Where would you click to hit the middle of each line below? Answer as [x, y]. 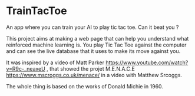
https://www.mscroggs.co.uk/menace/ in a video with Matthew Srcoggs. [94, 75]
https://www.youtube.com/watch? [147, 62]
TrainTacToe [37, 11]
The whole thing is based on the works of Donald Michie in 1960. [85, 86]
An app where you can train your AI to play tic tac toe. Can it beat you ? [92, 27]
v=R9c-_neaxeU [26, 68]
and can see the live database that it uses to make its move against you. [93, 51]
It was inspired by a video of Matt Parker [55, 62]
